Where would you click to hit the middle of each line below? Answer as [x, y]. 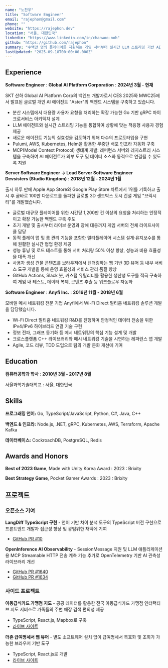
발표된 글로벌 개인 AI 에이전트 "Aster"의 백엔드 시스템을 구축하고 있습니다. [83, 102]
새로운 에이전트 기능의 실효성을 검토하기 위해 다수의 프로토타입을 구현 [80, 138]
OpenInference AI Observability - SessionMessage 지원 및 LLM [71, 549]
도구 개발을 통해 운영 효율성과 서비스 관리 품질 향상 [67, 269]
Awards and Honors [37, 456]
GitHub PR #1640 [30, 572]
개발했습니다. [30, 202]
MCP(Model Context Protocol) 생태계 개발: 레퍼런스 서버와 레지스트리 [82, 150]
